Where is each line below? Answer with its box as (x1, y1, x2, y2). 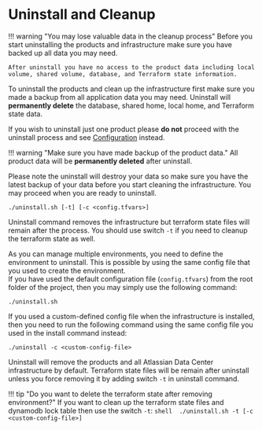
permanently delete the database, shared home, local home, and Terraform (8, 101, 254, 110)
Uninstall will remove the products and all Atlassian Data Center (8, 357, 214, 366)
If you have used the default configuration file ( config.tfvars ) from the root (8, 274, 253, 284)
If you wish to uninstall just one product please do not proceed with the (8, 124, 240, 134)
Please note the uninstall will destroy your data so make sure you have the (8, 171, 249, 181)
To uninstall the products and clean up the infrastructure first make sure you (8, 84, 255, 94)
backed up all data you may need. (8, 48, 118, 57)
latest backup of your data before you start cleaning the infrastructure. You (8, 179, 252, 189)
